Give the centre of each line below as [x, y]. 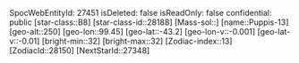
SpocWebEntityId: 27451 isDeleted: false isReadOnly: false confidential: [141, 13]
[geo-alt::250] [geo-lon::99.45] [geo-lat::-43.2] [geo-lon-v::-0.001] [132, 31]
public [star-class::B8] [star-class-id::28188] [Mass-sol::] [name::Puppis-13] [149, 22]
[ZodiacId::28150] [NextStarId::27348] [80, 51]
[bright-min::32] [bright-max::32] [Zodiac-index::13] [137, 41]
